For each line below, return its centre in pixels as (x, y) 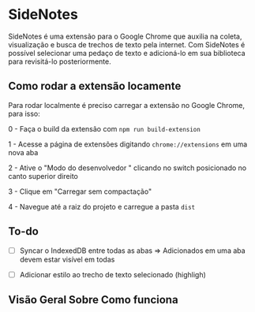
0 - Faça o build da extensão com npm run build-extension (105, 128)
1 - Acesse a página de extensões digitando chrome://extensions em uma (128, 144)
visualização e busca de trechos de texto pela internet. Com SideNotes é (127, 44)
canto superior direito (43, 176)
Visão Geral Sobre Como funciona (94, 300)
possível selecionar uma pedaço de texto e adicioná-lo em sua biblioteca (127, 53)
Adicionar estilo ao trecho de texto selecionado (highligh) (113, 274)
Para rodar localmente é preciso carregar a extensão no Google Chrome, (127, 105)
